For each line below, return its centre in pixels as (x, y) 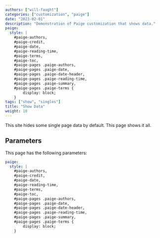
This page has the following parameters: (46, 153)
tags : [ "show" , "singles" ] (33, 102)
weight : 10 (16, 111)
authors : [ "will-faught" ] (32, 10)
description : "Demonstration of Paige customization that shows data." (80, 24)
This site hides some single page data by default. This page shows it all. (78, 125)
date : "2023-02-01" (25, 19)
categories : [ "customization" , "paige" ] (47, 14)
